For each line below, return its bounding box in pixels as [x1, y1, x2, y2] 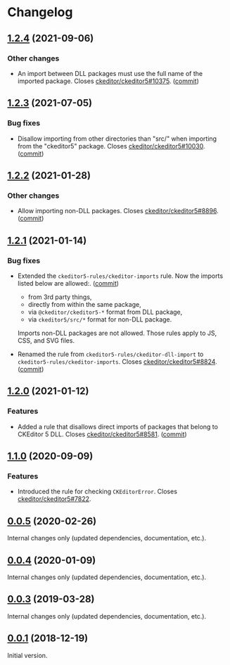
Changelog [7, 4, 73, 20]
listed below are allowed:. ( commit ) [17, 279, 120, 287]
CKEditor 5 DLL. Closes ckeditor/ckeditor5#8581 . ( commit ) [17, 430, 188, 438]
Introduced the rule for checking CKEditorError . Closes [17, 487, 178, 496]
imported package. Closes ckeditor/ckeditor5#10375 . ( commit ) [17, 77, 199, 85]
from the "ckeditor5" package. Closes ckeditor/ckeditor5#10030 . [17, 141, 205, 150]
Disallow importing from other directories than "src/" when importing [17, 134, 217, 143]
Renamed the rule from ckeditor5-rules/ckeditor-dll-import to [17, 350, 204, 358]
